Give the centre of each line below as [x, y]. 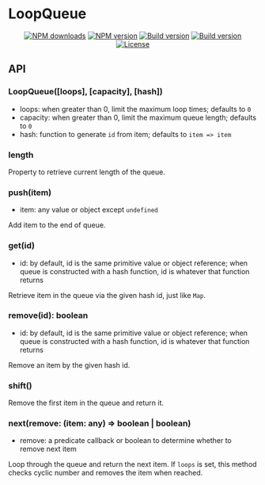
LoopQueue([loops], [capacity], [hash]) [86, 92]
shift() [20, 385]
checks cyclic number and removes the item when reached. [106, 473]
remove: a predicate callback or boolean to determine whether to [125, 441]
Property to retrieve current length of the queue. [87, 172]
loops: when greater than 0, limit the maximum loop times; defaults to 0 [135, 109]
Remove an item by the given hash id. [69, 365]
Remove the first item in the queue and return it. [86, 403]
